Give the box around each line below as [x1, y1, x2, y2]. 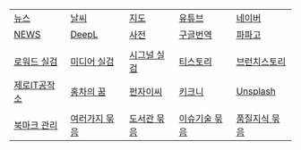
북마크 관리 [13, 120, 58, 131]
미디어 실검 [70, 55, 115, 68]
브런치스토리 [236, 55, 287, 68]
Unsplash [236, 85, 276, 97]
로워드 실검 [13, 55, 58, 68]
